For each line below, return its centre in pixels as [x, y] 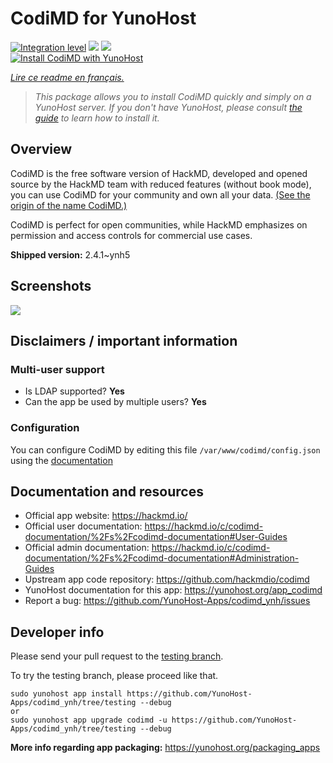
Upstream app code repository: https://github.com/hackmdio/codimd [167, 579]
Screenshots [51, 286]
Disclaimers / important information [124, 340]
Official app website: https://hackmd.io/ [106, 516]
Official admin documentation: [87, 548]
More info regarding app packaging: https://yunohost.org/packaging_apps [165, 748]
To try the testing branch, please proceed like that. [114, 676]
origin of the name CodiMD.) [69, 205]
